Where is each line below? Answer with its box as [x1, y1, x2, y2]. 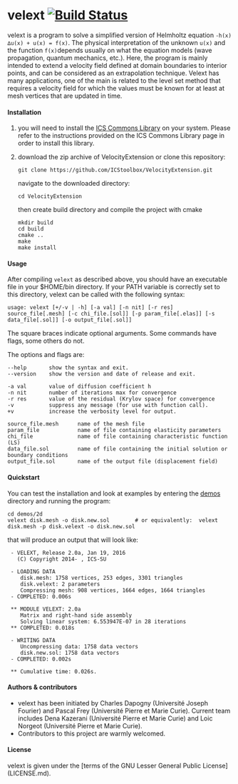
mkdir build [17, 219, 53, 226]
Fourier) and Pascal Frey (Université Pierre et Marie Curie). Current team [17, 706, 231, 715]
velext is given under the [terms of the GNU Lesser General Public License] [7, 761, 228, 770]
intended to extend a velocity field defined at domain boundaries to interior [7, 61, 227, 69]
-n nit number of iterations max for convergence [7, 389, 177, 396]
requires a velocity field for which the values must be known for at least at [7, 84, 225, 92]
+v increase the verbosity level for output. [7, 408, 177, 416]
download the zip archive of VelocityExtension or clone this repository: [17, 153, 226, 161]
